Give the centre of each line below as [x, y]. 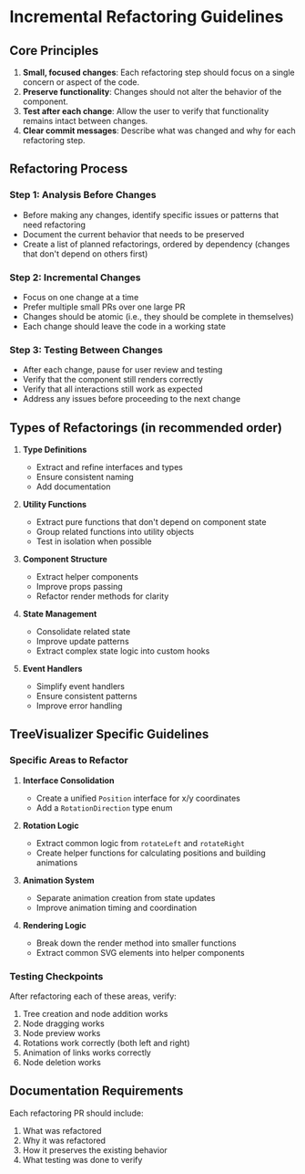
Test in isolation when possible [94, 541]
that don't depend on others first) [85, 254]
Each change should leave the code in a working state [124, 326]
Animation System [58, 880]
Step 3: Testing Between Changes [86, 350]
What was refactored [62, 1130]
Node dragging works [63, 1023]
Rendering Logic [54, 925]
